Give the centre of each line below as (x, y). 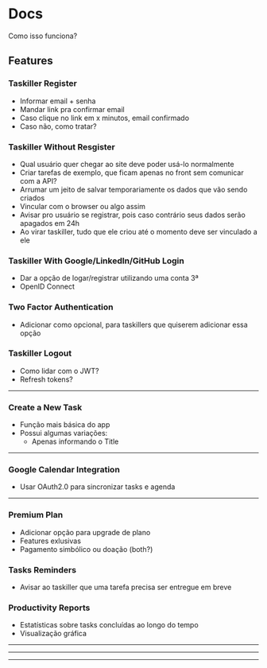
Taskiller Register (43, 83)
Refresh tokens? (46, 379)
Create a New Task (45, 407)
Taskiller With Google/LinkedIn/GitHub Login (96, 261)
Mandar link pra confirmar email (72, 109)
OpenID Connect (47, 286)
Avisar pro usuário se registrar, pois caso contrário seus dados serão (133, 215)
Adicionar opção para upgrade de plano (85, 532)
